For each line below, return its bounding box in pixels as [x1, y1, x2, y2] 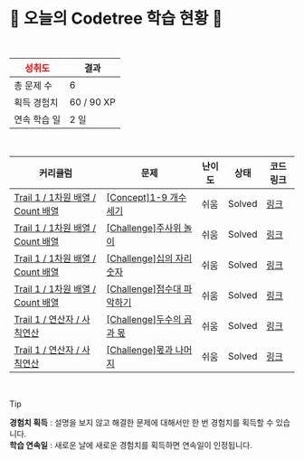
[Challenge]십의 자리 [106, 252, 193, 265]
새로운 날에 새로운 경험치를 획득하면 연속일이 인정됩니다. [53, 439, 253, 450]
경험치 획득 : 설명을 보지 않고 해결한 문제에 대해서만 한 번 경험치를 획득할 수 [9, 417, 274, 427]
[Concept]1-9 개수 [106, 191, 187, 203]
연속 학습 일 [14, 113, 62, 126]
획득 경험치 [14, 96, 59, 108]
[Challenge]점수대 [106, 282, 182, 295]
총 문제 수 [14, 79, 52, 91]
